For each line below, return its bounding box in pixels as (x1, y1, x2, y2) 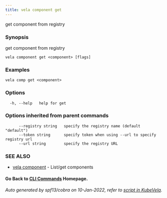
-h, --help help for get (10, 101, 66, 106)
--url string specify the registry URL (18, 141, 118, 146)
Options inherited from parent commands (5, 112, 109, 119)
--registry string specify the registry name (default (18, 123, 141, 128)
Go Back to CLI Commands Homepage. (5, 175, 88, 181)
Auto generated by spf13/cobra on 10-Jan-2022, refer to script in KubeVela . (5, 187, 162, 193)
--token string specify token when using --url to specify (18, 132, 156, 137)
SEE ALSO (5, 152, 31, 159)
